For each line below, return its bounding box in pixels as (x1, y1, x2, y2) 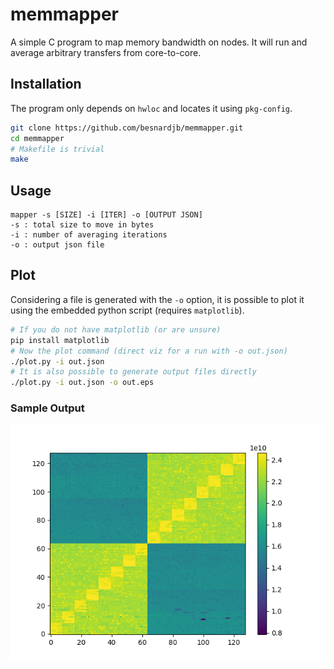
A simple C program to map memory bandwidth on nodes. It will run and (10, 36, 308, 48)
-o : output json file (10, 240, 105, 250)
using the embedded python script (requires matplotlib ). (10, 304, 245, 316)
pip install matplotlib (10, 335, 110, 345)
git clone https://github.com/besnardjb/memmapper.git (10, 123, 244, 133)
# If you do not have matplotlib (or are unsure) (10, 324, 222, 335)
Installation (10, 76, 82, 93)
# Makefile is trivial (10, 144, 105, 154)
